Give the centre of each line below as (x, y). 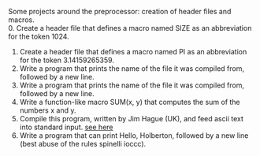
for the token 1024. (39, 36)
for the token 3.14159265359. (67, 60)
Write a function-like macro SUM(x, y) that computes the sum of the (130, 102)
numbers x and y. (48, 110)
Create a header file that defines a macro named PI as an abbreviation (133, 52)
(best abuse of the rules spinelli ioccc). (83, 144)
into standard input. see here (66, 127)
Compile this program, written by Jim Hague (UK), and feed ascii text (132, 119)
